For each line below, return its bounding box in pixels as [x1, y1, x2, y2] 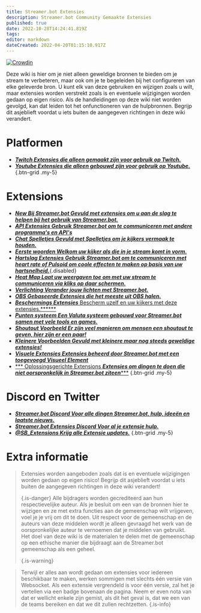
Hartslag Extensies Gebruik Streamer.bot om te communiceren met [14, 254, 187, 261]
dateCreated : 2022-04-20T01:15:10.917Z [6, 43, 106, 49]
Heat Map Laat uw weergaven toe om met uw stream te [14, 273, 157, 280]
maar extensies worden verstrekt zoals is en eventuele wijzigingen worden [6, 89, 191, 97]
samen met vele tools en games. [14, 318, 98, 325]
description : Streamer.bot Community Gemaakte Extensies [6, 14, 152, 20]
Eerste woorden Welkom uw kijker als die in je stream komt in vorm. [14, 247, 187, 255]
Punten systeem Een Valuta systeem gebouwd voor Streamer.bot [14, 312, 182, 319]
